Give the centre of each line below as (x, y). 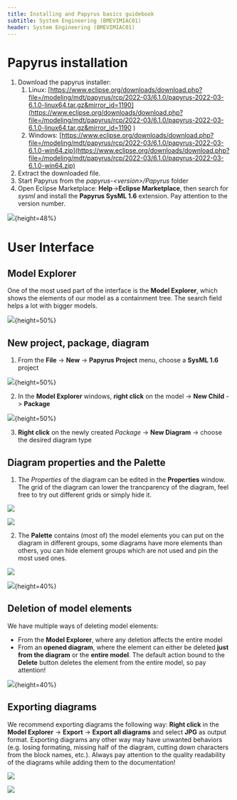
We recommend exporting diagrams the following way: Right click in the (113, 724)
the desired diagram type (55, 440)
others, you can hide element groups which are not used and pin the (118, 550)
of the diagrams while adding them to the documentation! (91, 762)
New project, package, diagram (78, 343)
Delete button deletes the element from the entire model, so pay (112, 662)
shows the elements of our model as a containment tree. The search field (115, 298)
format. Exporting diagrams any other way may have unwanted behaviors (115, 739)
